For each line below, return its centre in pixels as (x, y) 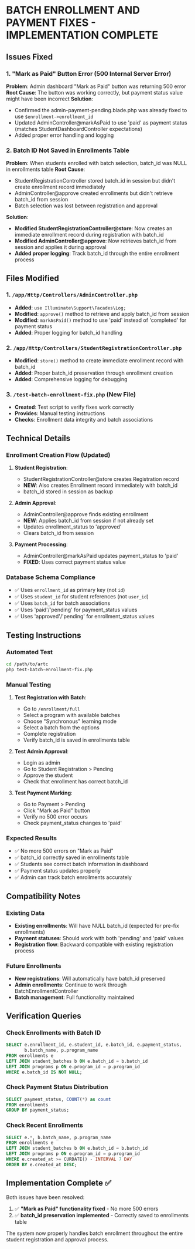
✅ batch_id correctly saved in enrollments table (72, 857)
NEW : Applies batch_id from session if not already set (88, 521)
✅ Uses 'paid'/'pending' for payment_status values (76, 610)
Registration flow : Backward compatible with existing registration (94, 945)
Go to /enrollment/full (52, 709)
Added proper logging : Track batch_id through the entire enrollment (97, 254)
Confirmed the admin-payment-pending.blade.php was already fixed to (101, 110)
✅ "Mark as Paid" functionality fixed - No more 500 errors (86, 1208)
